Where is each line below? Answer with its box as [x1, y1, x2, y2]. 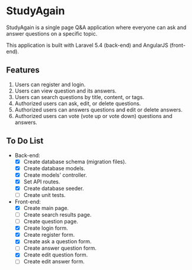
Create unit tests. [23, 191, 66, 198]
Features [6, 65, 40, 75]
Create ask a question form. [23, 238, 92, 245]
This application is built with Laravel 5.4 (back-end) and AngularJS [6, 42, 169, 49]
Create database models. [23, 164, 85, 171]
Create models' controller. [23, 171, 87, 179]
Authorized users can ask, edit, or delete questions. [14, 100, 141, 107]
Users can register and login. [14, 81, 86, 88]
